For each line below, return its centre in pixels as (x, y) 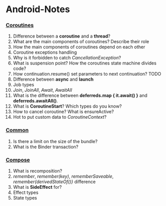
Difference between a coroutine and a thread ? (62, 36)
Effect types (26, 193)
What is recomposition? (38, 171)
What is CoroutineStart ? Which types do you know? (67, 106)
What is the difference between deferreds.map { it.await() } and (80, 95)
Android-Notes (38, 9)
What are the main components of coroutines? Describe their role (81, 42)
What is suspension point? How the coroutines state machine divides (85, 63)
